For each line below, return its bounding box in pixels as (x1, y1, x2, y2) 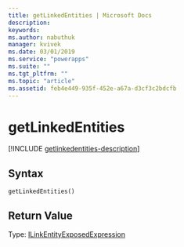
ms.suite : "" (8, 63, 51, 71)
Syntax (8, 166, 44, 180)
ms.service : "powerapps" (8, 56, 89, 64)
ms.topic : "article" (8, 77, 76, 85)
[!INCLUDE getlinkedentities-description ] (8, 144, 140, 154)
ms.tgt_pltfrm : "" (8, 70, 68, 78)
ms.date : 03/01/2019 (8, 48, 76, 56)
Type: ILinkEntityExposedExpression (8, 229, 126, 239)
